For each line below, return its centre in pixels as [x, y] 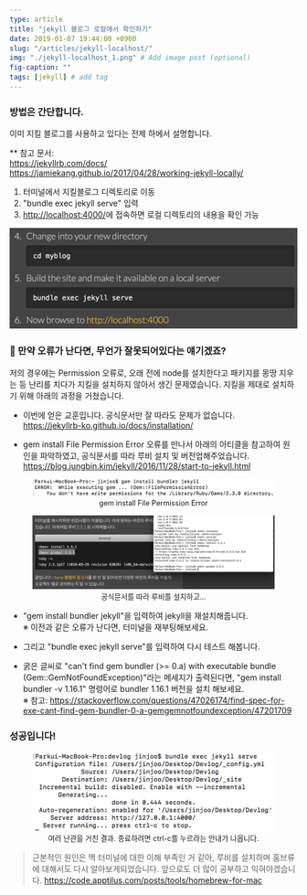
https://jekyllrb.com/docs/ [58, 164]
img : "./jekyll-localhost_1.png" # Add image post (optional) [130, 58]
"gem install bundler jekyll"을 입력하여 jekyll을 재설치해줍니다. [135, 615]
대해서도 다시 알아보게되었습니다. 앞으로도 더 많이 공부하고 [145, 868]
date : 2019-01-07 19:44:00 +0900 [73, 38]
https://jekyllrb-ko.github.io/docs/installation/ [108, 425]
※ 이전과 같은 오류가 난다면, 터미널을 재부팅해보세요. [115, 627]
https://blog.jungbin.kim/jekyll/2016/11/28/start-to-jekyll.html [137, 465]
